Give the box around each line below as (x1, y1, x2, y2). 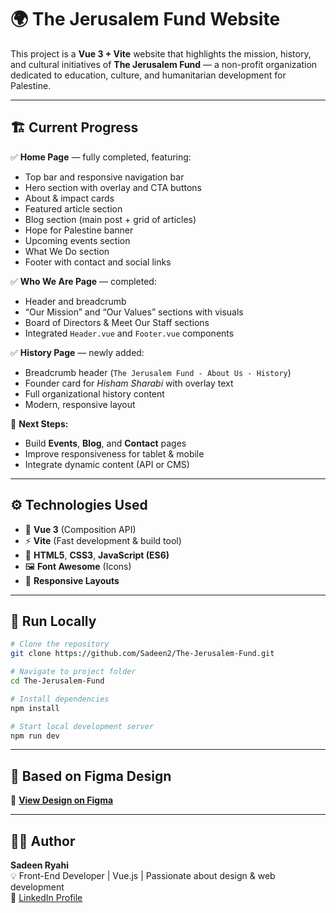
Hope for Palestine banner (24, 224, 134, 236)
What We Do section (24, 245, 110, 257)
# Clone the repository (10, 639, 110, 650)
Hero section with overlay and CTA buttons (24, 181, 202, 193)
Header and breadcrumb (24, 295, 127, 307)
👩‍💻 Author (10, 832, 76, 850)
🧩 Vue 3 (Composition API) (24, 523, 137, 535)
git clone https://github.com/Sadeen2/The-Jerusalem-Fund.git (10, 649, 275, 659)
